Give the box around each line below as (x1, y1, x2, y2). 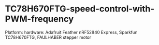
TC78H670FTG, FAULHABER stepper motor (5, 34, 91, 40)
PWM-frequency (5, 13, 74, 24)
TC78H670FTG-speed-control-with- (5, 3, 155, 14)
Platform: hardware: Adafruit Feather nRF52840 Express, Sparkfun (5, 29, 138, 35)
